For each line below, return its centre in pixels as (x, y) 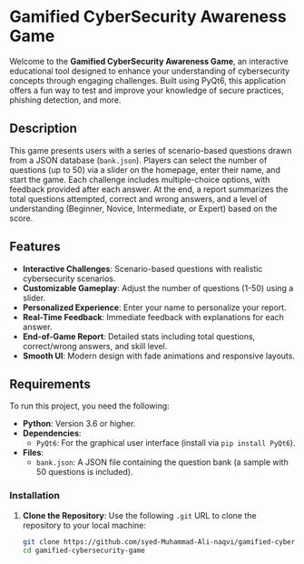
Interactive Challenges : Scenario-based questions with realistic (142, 268)
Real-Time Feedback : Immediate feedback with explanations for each (153, 317)
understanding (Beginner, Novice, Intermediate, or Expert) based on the (143, 208)
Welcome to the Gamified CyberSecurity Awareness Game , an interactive (149, 61)
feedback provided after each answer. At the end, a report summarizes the (149, 189)
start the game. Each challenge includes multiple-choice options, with (140, 179)
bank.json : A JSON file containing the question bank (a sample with (162, 462)
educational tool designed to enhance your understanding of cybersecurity (150, 71)
